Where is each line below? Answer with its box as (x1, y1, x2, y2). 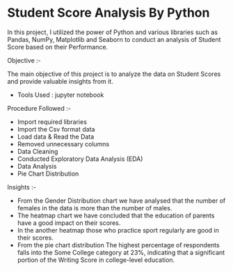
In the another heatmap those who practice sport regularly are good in (17, 226, 219, 234)
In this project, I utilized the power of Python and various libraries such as (7, 28, 218, 36)
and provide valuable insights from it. (7, 77, 113, 85)
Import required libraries (17, 117, 87, 126)
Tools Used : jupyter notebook (17, 91, 104, 99)
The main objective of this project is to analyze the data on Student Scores (7, 70, 221, 78)
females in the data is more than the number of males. (17, 203, 172, 212)
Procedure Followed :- (7, 104, 71, 112)
